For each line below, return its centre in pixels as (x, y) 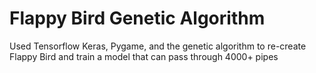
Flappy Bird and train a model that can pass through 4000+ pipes (144, 56)
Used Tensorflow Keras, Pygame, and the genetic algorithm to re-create (158, 46)
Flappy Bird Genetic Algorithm (137, 18)
